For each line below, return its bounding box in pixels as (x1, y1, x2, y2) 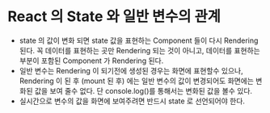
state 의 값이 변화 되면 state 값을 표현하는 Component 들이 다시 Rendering (19, 36, 259, 45)
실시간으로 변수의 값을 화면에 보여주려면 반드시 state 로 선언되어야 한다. (19, 96, 246, 106)
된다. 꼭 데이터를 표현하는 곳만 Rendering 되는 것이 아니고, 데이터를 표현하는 (19, 45, 260, 55)
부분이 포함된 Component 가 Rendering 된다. (19, 56, 164, 65)
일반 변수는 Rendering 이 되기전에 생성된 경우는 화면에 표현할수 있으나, (19, 65, 243, 75)
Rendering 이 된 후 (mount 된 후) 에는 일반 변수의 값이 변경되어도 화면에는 (19, 76, 254, 86)
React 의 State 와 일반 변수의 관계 (7, 7, 221, 26)
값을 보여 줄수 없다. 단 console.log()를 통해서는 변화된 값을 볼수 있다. (34, 86, 252, 95)
